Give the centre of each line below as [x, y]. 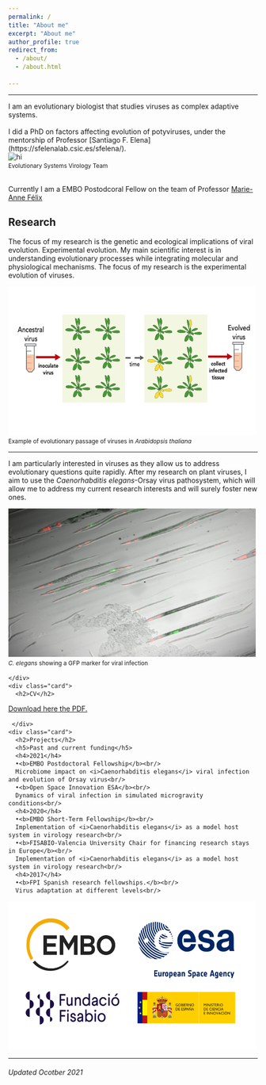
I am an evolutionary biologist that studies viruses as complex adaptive [123, 106]
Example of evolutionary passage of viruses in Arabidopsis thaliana [100, 441]
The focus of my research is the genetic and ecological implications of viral [131, 241]
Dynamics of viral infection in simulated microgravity [109, 795]
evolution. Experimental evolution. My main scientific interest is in [115, 250]
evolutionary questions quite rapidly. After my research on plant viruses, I [127, 472]
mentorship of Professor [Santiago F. [68, 139]
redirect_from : [33, 50]
